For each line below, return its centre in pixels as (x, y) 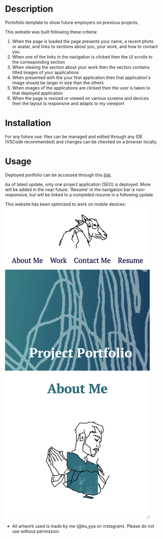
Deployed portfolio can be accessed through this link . (58, 175)
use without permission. (36, 531)
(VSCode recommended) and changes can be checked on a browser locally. (81, 142)
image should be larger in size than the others (58, 83)
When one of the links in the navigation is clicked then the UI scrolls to (82, 56)
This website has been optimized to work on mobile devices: (65, 204)
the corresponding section (39, 62)
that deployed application (37, 93)
